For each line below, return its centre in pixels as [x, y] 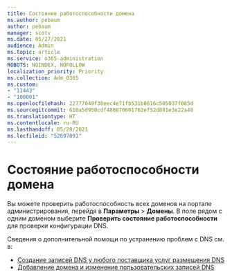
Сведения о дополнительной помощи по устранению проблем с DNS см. [116, 239]
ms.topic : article [34, 53]
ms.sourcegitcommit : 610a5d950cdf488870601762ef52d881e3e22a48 [100, 110]
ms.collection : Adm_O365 [43, 78]
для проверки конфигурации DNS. [58, 226]
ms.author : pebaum [34, 20]
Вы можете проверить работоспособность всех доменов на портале [110, 204]
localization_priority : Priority [55, 71]
